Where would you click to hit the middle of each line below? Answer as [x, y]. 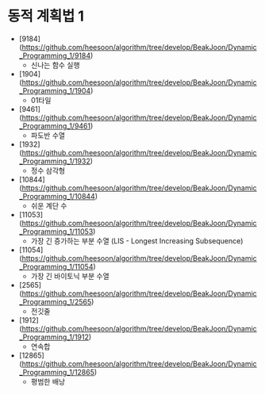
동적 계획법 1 [46, 16]
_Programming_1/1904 [55, 90]
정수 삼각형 [48, 170]
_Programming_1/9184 [55, 55]
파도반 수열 [48, 135]
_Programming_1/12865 [57, 372]
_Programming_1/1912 [54, 337]
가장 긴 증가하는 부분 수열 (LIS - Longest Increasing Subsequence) [137, 241]
